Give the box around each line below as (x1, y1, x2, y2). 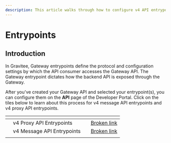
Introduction (5, 49, 46, 58)
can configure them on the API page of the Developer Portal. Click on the (5, 94, 159, 100)
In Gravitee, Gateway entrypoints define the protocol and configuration (5, 63, 154, 69)
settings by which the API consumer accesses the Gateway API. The (5, 68, 149, 74)
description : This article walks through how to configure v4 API (5, 7, 149, 13)
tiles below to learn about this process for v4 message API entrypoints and (5, 99, 162, 105)
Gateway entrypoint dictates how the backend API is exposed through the (5, 74, 160, 80)
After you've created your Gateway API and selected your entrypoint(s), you (5, 89, 164, 95)
